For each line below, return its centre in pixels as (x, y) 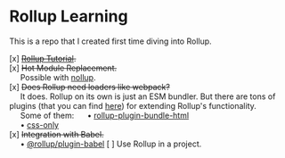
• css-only (40, 125)
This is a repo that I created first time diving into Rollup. (110, 41)
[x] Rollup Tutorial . (43, 58)
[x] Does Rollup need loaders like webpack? (90, 87)
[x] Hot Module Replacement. (63, 68)
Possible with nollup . (58, 77)
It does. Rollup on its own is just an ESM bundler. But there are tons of (148, 96)
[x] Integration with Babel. (57, 134)
